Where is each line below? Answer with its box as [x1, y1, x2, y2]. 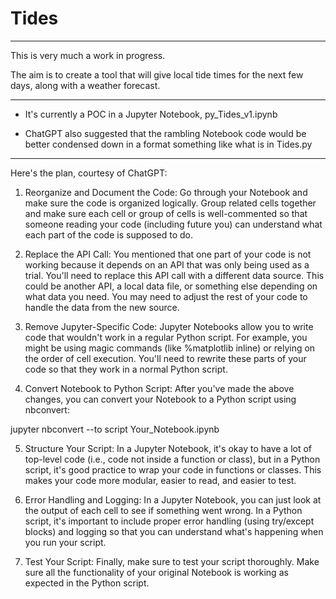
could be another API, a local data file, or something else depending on [24, 280, 318, 292]
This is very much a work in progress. [10, 49, 166, 61]
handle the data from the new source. [24, 301, 180, 313]
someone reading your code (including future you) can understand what [24, 218, 323, 230]
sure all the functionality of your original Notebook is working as [24, 566, 289, 578]
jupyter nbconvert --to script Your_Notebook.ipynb [10, 423, 220, 435]
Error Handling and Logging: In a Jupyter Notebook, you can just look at [24, 493, 322, 506]
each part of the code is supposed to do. [24, 228, 194, 241]
